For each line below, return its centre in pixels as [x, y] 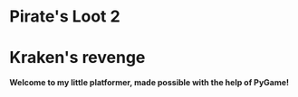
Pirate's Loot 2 [65, 17]
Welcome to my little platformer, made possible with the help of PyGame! [149, 83]
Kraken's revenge [77, 58]
